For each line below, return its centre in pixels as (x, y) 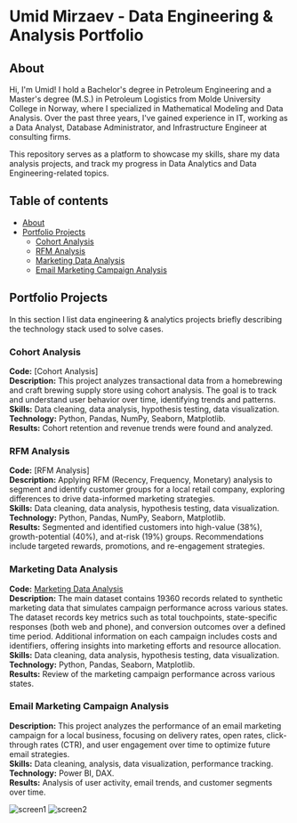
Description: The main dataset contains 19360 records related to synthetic (146, 598)
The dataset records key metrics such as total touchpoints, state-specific (143, 617)
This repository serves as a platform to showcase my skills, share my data (144, 154)
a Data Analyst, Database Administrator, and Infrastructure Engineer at (138, 127)
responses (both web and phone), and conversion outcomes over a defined (148, 626)
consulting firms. (40, 137)
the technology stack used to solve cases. (87, 329)
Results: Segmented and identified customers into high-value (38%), (136, 527)
